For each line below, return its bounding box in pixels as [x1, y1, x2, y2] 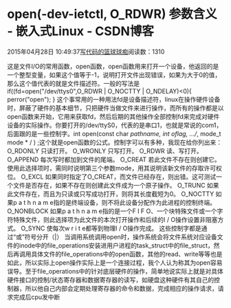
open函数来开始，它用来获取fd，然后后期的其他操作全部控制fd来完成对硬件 [7, 112, 220, 120]
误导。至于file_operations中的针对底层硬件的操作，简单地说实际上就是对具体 [7, 267, 223, 275]
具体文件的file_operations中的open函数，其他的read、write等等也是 [30, 250, 223, 258]
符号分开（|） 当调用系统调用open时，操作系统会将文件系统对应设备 [24, 232, 218, 241]
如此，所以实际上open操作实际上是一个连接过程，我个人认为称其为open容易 [7, 258, 223, 267]
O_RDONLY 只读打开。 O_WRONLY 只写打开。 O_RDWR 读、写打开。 [7, 146, 203, 155]
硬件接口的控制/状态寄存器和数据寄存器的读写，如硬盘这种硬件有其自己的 [7, 276, 214, 284]
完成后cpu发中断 [12, 293, 60, 301]
